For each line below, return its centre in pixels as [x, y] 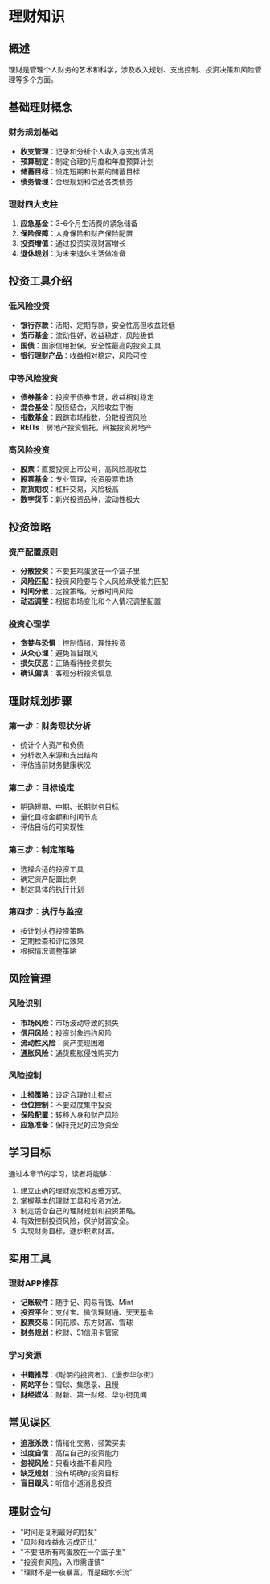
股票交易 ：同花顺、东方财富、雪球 [76, 1323]
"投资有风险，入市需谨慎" [62, 1562]
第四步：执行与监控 [45, 912]
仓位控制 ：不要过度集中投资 [66, 1104]
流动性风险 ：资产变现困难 [62, 1043]
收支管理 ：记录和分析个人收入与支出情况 [87, 151]
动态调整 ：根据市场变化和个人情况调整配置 [90, 601]
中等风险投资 [33, 378]
